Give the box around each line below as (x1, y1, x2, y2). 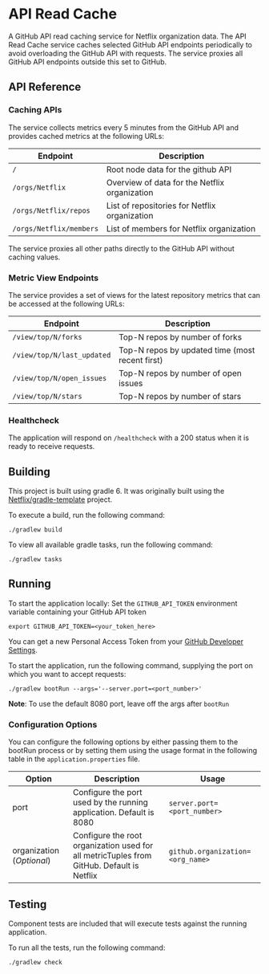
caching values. (8, 252, 61, 262)
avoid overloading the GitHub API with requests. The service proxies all (8, 48, 243, 58)
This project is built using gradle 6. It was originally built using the (8, 487, 225, 496)
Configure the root (72, 830, 143, 842)
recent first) (118, 354, 163, 365)
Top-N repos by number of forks (118, 331, 243, 342)
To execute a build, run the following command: (8, 511, 166, 520)
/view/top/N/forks (12, 332, 82, 341)
